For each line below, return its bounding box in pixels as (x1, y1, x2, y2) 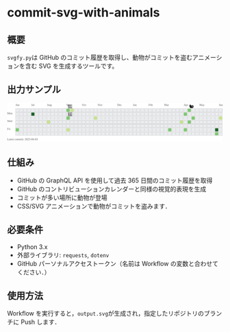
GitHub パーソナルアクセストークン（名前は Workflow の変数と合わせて (16, 259, 219, 268)
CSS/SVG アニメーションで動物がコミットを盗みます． (16, 202, 171, 210)
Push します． (20, 318, 61, 327)
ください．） (16, 268, 51, 276)
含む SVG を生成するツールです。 (25, 62, 118, 70)
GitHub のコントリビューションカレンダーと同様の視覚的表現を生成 (16, 185, 207, 193)
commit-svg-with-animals (7, 5, 160, 21)
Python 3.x (16, 242, 48, 251)
